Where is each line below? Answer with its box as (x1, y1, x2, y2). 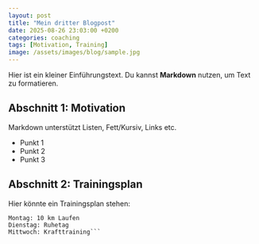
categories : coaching (8, 33, 80, 42)
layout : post (8, 11, 52, 20)
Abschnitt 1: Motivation (8, 101, 126, 115)
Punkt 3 (19, 154, 46, 164)
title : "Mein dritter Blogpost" (8, 19, 115, 27)
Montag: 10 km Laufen (8, 214, 80, 222)
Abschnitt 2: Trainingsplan (8, 177, 143, 191)
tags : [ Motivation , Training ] (8, 41, 109, 49)
